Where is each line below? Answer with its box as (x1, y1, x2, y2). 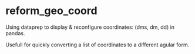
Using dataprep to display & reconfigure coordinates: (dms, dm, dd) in (5, 23, 174, 31)
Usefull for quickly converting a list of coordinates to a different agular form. (5, 41, 190, 48)
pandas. (5, 29, 25, 36)
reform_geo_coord (5, 4, 97, 18)
